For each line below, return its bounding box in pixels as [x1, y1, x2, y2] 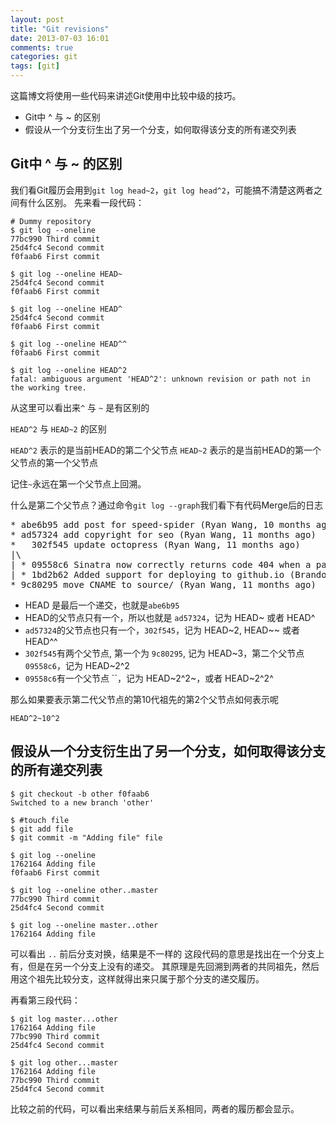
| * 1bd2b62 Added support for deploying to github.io [10, 569, 285, 580]
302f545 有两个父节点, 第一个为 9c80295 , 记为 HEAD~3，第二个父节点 [24, 647, 305, 659]
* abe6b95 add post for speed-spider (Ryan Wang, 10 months [10, 519, 312, 530]
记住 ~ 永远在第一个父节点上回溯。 [10, 477, 147, 490]
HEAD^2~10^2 [10, 713, 60, 723]
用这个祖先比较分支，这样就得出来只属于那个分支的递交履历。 [10, 972, 265, 985]
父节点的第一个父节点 [10, 456, 98, 468]
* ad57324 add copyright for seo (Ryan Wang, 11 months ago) [10, 529, 317, 540]
